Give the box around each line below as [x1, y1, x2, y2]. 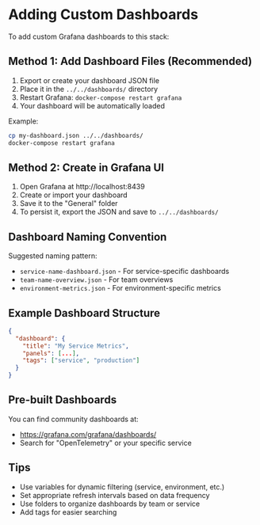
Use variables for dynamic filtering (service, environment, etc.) [19, 481, 225, 492]
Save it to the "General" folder [19, 199, 118, 208]
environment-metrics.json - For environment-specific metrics [19, 283, 222, 293]
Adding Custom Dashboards [8, 6, 199, 24]
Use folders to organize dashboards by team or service [19, 499, 201, 508]
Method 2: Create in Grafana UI [8, 161, 165, 174]
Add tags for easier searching [19, 507, 117, 516]
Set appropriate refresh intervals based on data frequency [19, 490, 210, 500]
